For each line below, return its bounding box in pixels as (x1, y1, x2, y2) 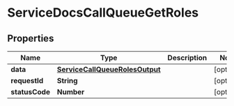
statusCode (10, 87, 51, 96)
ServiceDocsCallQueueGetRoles (7, 5, 199, 21)
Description (167, 53, 208, 62)
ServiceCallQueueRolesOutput (56, 64, 162, 74)
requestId (10, 76, 44, 85)
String (56, 76, 78, 85)
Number (56, 87, 85, 96)
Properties (7, 33, 54, 44)
